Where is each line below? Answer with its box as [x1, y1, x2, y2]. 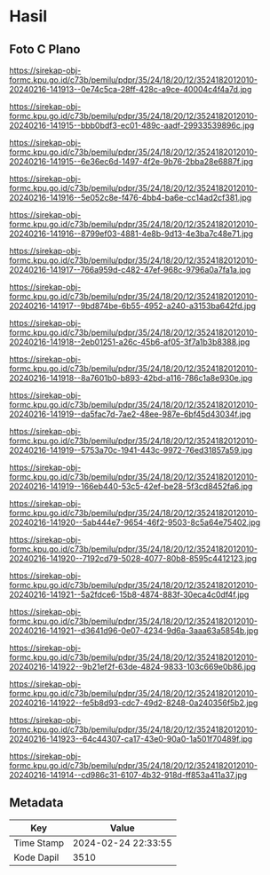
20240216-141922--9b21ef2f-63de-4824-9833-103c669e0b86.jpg [9, 662, 256, 672]
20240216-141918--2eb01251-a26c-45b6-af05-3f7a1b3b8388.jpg [9, 337, 250, 347]
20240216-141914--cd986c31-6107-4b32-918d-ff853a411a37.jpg [9, 770, 248, 780]
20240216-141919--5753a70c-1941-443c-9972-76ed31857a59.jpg [9, 445, 253, 455]
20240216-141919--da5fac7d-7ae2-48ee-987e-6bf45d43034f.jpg [9, 409, 251, 419]
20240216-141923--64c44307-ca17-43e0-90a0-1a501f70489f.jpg [9, 734, 253, 744]
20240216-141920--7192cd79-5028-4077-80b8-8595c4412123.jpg [9, 553, 258, 563]
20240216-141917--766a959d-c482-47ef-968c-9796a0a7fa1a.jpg [9, 265, 251, 274]
